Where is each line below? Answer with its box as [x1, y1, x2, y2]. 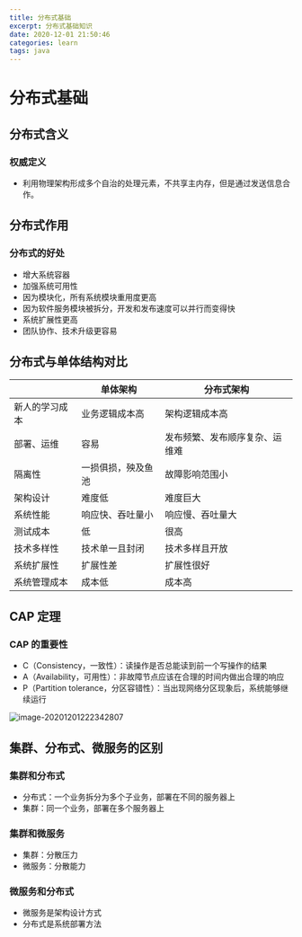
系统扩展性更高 [22, 314, 78, 324]
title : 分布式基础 [9, 13, 72, 22]
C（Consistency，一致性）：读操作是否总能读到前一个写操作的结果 [22, 660, 268, 671]
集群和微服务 [9, 827, 66, 840]
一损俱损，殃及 [81, 461, 146, 473]
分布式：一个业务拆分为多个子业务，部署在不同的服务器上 [22, 791, 235, 802]
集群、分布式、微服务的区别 [9, 740, 164, 756]
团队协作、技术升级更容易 [22, 325, 118, 336]
